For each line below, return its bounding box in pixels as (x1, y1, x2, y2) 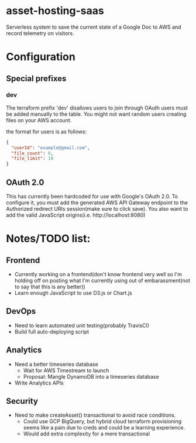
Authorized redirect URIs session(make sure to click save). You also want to (6, 205, 188, 212)
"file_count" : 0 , (11, 150, 54, 156)
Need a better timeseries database (14, 360, 98, 368)
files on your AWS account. (6, 116, 72, 123)
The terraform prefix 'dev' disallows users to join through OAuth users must (6, 104, 188, 111)
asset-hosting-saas (6, 4, 104, 18)
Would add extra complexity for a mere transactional (23, 430, 150, 437)
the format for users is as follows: (6, 128, 87, 135)
